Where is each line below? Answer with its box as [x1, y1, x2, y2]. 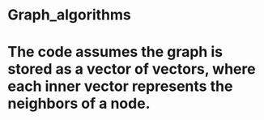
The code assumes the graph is [7, 43, 224, 62]
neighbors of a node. [7, 95, 151, 113]
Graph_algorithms [7, 6, 131, 24]
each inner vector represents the [7, 77, 233, 96]
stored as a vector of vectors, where [7, 60, 256, 79]
